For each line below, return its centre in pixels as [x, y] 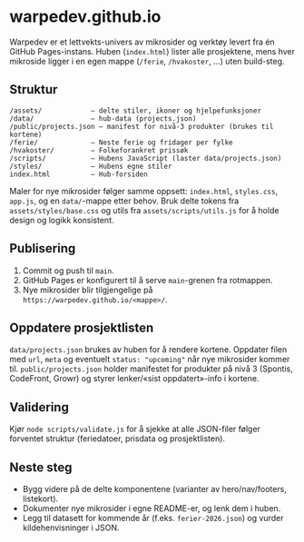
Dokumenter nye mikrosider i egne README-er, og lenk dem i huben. [152, 508]
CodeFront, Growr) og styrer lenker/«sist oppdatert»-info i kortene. [135, 379]
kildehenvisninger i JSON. [71, 527]
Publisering [43, 248]
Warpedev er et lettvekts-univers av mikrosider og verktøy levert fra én [142, 42]
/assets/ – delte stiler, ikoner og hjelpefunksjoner [135, 111]
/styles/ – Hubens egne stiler [91, 166]
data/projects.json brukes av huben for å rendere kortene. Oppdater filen [148, 350]
